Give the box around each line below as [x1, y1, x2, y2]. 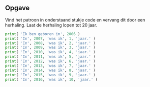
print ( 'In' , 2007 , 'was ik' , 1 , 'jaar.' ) [5, 36, 96, 41]
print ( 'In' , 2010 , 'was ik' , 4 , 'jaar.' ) [5, 50, 96, 55]
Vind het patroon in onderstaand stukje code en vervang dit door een [5, 17, 145, 22]
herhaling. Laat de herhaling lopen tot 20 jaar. [5, 22, 97, 28]
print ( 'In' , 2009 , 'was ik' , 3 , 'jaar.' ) [5, 45, 96, 50]
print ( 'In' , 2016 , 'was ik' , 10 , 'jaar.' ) [5, 77, 98, 82]
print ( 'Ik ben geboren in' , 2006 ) [5, 31, 80, 36]
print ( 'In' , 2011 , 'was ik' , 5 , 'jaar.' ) [5, 54, 96, 59]
